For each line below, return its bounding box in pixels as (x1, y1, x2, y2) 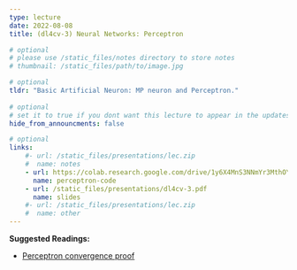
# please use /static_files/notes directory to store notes (9, 54, 236, 63)
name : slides (32, 192, 81, 202)
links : (9, 143, 34, 152)
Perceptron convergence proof (21, 251, 135, 261)
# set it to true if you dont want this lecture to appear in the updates (9, 111, 291, 120)
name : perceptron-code (32, 176, 117, 185)
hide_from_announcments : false (9, 119, 125, 128)
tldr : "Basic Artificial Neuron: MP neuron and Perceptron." (9, 86, 240, 95)
